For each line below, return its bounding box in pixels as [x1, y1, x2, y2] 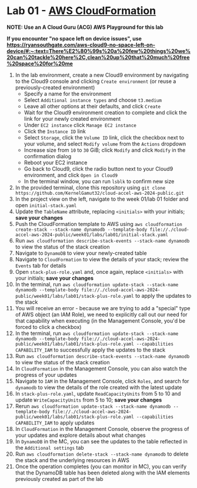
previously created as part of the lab [15, 475, 103, 482]
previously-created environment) [15, 84, 95, 91]
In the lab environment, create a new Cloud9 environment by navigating [15, 71, 189, 78]
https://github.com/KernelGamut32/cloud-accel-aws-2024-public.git [15, 190, 184, 196]
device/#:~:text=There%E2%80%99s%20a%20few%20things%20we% [6, 47, 191, 54]
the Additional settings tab [15, 444, 84, 451]
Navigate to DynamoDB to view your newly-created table [15, 249, 147, 257]
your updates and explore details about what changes [15, 431, 146, 439]
